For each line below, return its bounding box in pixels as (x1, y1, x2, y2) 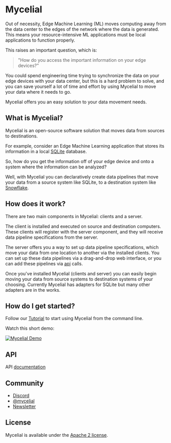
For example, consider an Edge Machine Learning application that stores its (5, 143, 165, 149)
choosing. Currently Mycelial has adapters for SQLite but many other (5, 281, 150, 288)
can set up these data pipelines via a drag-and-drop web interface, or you (5, 255, 162, 261)
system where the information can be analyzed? (5, 164, 107, 170)
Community (5, 379, 44, 387)
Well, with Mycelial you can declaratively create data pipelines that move (5, 173, 159, 180)
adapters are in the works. (5, 287, 60, 293)
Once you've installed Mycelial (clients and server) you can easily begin (5, 270, 157, 276)
